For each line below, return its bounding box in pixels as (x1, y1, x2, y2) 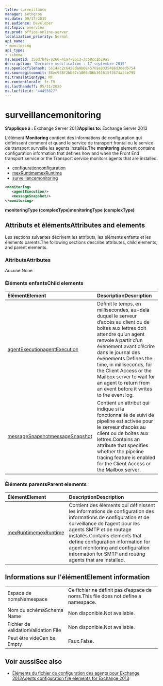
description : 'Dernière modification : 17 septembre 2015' (5, 61, 127, 66)
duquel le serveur (97, 313, 137, 319)
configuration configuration (12, 165, 66, 171)
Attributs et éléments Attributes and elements (5, 221, 145, 229)
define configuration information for (68, 538, 150, 545)
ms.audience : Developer (5, 20, 53, 26)
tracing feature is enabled (97, 454, 156, 461)
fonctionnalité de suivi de (97, 412, 154, 419)
